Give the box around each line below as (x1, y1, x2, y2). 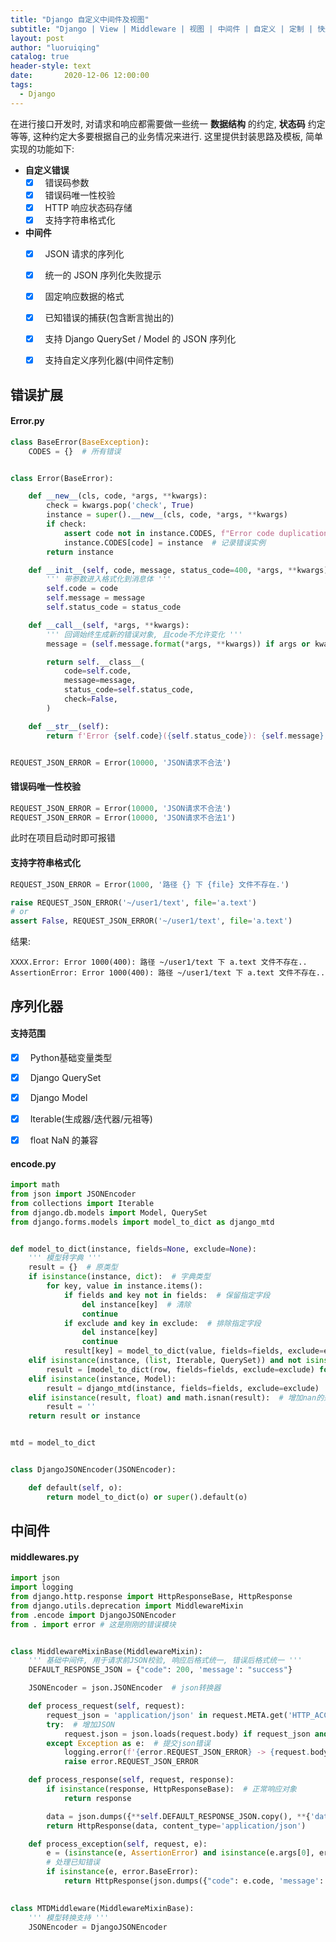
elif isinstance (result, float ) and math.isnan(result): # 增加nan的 (28, 1392, 325, 1403)
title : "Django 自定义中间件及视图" (10, 14, 150, 25)
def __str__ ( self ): (28, 721, 110, 731)
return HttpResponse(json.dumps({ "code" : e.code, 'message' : (63, 1876, 325, 1886)
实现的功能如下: (10, 142, 75, 155)
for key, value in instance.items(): (46, 1281, 203, 1291)
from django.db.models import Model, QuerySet (10, 1207, 208, 1218)
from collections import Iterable (10, 1198, 155, 1208)
